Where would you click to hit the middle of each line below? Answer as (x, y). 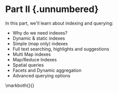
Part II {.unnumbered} (52, 9)
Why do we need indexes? (40, 33)
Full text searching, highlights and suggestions (61, 49)
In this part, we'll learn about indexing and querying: (59, 23)
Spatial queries (28, 65)
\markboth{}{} (20, 85)
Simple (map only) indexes (40, 43)
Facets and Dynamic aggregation (47, 70)
